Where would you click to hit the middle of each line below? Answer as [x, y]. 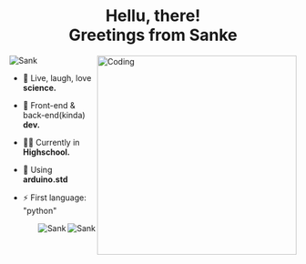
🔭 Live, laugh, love [57, 77]
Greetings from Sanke [153, 35]
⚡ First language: [54, 198]
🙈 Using [37, 169]
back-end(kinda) [54, 115]
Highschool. [46, 152]
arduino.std [45, 179]
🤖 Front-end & [49, 105]
